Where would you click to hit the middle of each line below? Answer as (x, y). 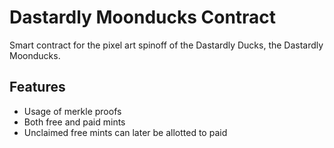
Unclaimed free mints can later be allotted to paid (125, 132)
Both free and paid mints (74, 122)
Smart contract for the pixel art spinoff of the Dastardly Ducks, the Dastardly (166, 45)
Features (37, 87)
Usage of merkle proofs (72, 111)
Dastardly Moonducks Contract (143, 17)
